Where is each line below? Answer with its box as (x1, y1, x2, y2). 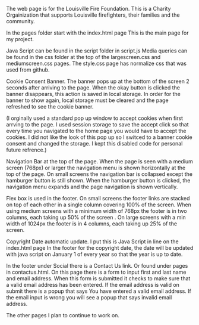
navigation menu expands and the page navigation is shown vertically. (6, 183, 178, 190)
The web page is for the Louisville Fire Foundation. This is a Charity (6, 5, 171, 12)
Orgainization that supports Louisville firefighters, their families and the (6, 11, 180, 18)
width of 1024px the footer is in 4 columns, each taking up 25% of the (6, 220, 177, 227)
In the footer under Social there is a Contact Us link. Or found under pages (6, 262, 188, 269)
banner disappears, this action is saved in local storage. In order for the (6, 91, 181, 97)
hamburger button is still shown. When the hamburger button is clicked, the (6, 177, 191, 184)
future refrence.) (6, 146, 47, 153)
